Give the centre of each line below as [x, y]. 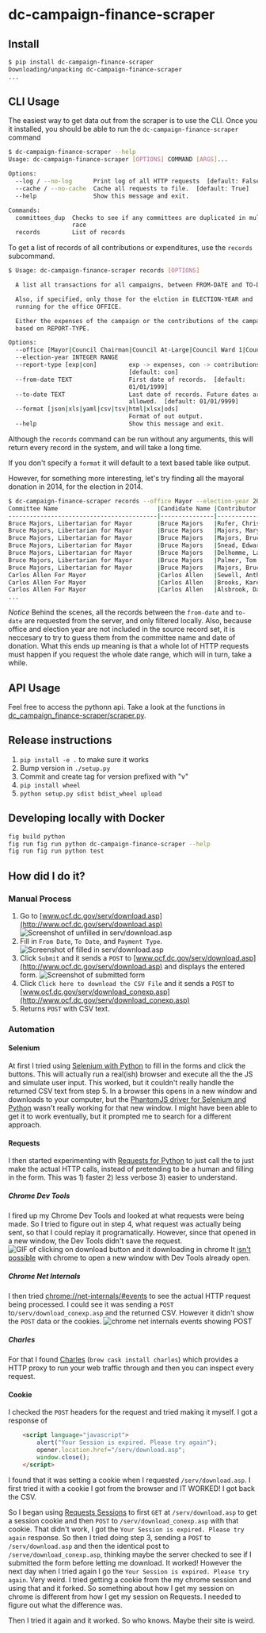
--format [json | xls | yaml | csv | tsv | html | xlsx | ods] [97, 409]
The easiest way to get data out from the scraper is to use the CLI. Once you [133, 121]
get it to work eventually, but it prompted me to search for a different [120, 1116]
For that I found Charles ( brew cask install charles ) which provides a [123, 1360]
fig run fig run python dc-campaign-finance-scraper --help [110, 844]
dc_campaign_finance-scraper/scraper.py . [77, 715]
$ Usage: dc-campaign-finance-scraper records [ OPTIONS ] [104, 271]
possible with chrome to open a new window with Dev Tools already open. [129, 1258]
